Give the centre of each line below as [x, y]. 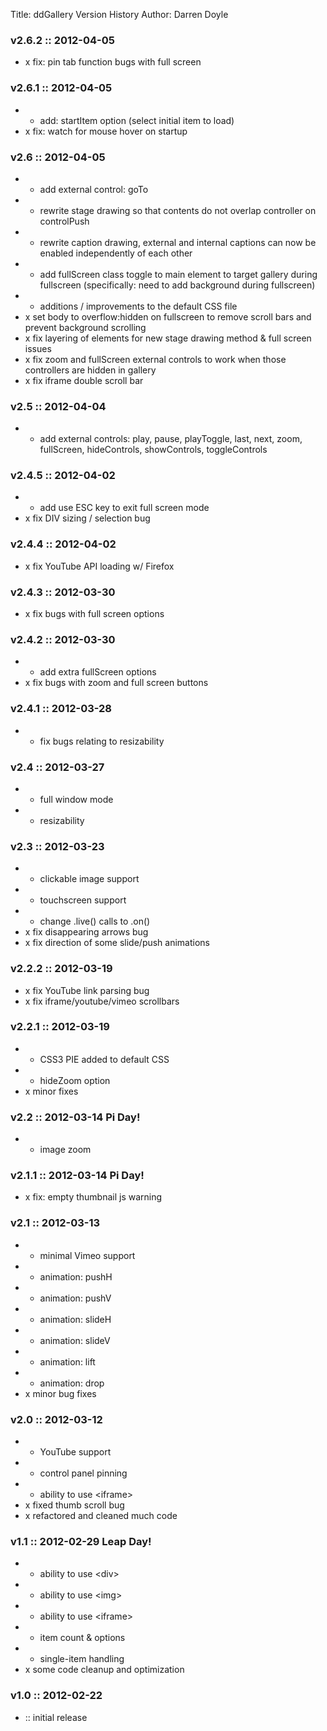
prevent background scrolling [85, 327]
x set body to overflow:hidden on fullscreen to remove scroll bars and [168, 316]
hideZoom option [75, 1080]
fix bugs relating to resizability [102, 741]
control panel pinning [83, 1473]
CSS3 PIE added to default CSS [104, 1059]
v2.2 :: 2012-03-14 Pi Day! [75, 1117]
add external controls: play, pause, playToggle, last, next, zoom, [171, 439]
